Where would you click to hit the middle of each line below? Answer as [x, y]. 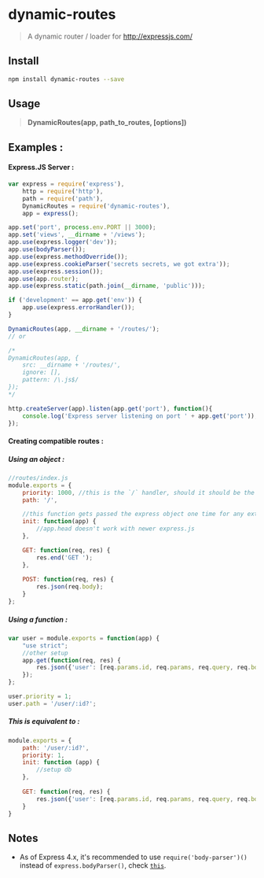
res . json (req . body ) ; [70, 587]
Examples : [36, 147]
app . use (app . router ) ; [44, 279]
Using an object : [37, 459]
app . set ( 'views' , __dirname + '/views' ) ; [77, 235]
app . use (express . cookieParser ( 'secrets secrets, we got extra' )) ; [119, 264]
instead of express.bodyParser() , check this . [93, 865]
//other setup [45, 653]
